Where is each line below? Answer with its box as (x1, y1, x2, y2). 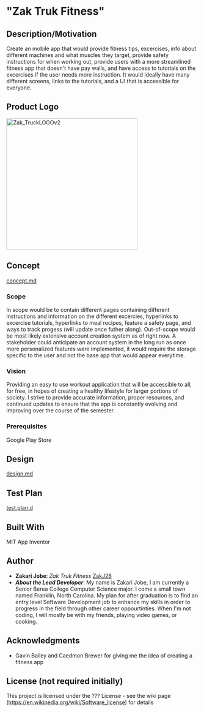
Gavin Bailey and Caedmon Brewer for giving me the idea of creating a (15, 651, 192, 659)
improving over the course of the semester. (6, 407, 115, 414)
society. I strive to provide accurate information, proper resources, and (6, 394, 184, 401)
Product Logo (6, 102, 59, 112)
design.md (6, 470, 34, 477)
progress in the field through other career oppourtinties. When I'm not (15, 605, 191, 612)
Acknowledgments (6, 635, 81, 646)
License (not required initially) (6, 676, 123, 686)
